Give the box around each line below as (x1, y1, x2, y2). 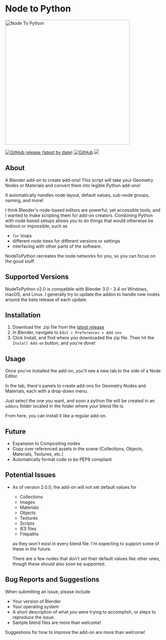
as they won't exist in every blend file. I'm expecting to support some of (12, 540, 160, 547)
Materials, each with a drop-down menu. (5, 388, 88, 394)
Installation (5, 311, 41, 320)
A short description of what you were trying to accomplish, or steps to (12, 609, 156, 615)
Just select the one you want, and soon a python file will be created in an (5, 398, 155, 404)
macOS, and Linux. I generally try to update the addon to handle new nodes (5, 291, 160, 297)
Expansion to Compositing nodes (12, 440, 81, 446)
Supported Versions (5, 273, 69, 281)
